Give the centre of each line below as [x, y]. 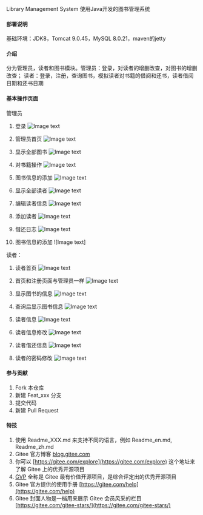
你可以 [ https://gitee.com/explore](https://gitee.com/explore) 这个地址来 [105, 462]
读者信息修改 [31, 332]
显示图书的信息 [34, 294]
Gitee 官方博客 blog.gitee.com [52, 454]
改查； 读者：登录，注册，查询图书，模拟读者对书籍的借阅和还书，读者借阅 [100, 76]
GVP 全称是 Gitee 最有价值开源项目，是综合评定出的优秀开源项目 [96, 477]
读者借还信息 [31, 345]
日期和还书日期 [25, 83]
